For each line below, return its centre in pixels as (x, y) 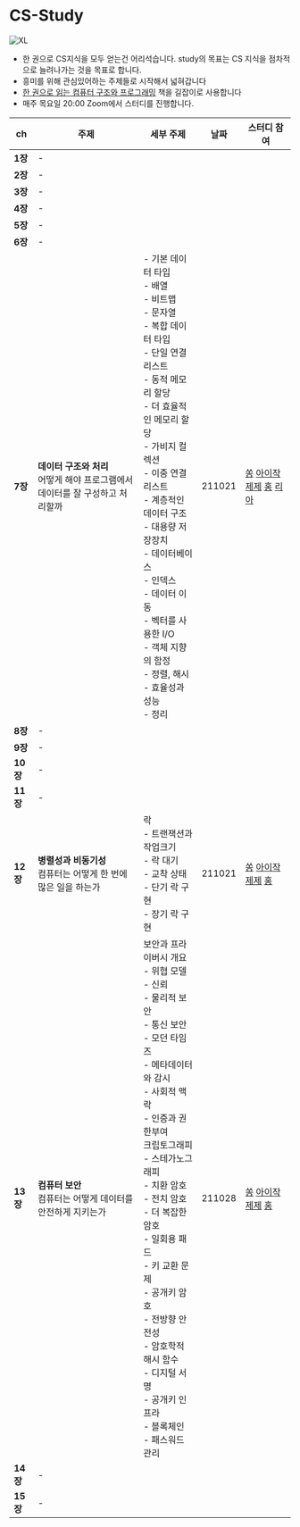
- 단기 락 (161, 887)
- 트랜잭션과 (168, 833)
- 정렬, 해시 (166, 673)
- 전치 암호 (165, 1198)
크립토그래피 (168, 1145)
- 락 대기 (161, 860)
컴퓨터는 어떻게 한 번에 (83, 873)
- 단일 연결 (165, 352)
